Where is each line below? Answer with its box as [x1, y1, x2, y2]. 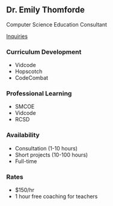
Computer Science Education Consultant [6, 21, 107, 28]
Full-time [14, 157, 37, 165]
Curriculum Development [6, 48, 82, 56]
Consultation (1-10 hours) [14, 144, 78, 152]
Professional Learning [6, 89, 72, 98]
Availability [6, 131, 40, 140]
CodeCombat [14, 74, 49, 82]
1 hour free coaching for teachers [14, 193, 98, 200]
